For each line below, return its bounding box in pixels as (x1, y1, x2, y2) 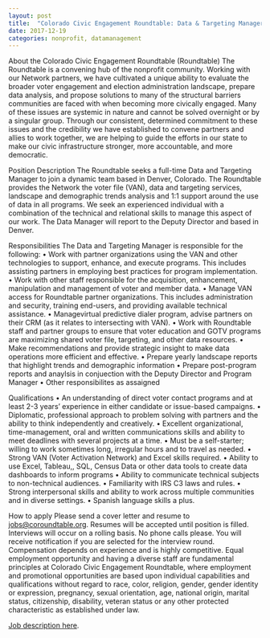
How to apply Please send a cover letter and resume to (8, 511, 190, 521)
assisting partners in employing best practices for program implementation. (8, 267, 258, 276)
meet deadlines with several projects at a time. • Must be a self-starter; (8, 436, 244, 446)
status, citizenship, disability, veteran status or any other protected (8, 596, 229, 607)
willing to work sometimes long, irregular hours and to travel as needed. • (8, 444, 252, 454)
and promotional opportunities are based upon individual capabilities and (8, 571, 251, 581)
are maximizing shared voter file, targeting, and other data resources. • (8, 335, 243, 345)
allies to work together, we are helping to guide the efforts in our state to (8, 133, 247, 143)
